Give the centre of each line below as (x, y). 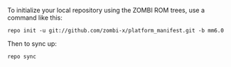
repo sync (22, 56)
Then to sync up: (32, 44)
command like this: (35, 18)
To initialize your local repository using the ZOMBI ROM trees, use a (106, 10)
